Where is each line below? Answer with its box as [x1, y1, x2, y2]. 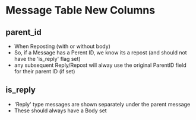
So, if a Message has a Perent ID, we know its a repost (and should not [14, 49, 188, 56]
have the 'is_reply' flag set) [14, 56, 81, 62]
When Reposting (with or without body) [14, 43, 111, 50]
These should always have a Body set [14, 107, 108, 114]
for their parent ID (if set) [14, 68, 75, 74]
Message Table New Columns [5, 4, 156, 17]
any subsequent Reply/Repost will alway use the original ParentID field [14, 61, 186, 69]
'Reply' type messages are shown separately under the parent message [14, 100, 191, 108]
